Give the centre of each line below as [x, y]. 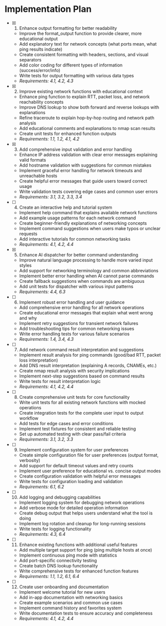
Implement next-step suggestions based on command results [82, 376]
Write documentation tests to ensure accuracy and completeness [86, 613]
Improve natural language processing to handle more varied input [86, 260]
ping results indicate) [41, 49]
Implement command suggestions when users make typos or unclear [90, 228]
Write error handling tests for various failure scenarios [74, 334]
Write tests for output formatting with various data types [77, 75]
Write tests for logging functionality [55, 529]
